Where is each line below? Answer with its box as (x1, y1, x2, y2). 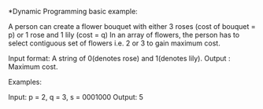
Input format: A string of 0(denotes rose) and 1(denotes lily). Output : (8, 54, 231, 63)
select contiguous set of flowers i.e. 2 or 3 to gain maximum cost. (8, 38, 220, 48)
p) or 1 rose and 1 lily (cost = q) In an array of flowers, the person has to (8, 31, 240, 39)
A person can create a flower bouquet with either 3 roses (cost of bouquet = (8, 22, 256, 31)
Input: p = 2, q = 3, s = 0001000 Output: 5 (8, 93, 144, 101)
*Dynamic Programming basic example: (8, 7, 138, 16)
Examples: (8, 78, 42, 86)
